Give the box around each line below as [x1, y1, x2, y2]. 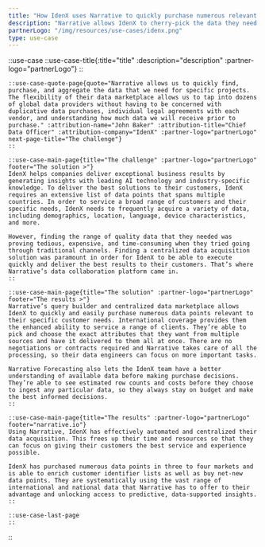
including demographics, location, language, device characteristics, [8, 212, 247, 220]
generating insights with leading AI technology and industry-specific [8, 177, 250, 186]
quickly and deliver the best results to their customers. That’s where [8, 260, 254, 269]
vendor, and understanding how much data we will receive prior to [8, 115, 236, 123]
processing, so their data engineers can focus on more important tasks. [8, 351, 258, 359]
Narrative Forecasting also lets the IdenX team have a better [8, 365, 222, 373]
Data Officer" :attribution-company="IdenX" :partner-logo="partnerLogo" [8, 128, 258, 136]
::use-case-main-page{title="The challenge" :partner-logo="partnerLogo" [8, 156, 258, 164]
